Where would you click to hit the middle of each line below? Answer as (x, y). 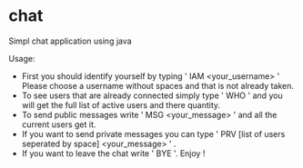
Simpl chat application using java (71, 41)
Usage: (22, 58)
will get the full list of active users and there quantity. (121, 104)
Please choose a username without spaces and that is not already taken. (158, 85)
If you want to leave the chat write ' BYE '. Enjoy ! (113, 153)
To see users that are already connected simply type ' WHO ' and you (152, 95)
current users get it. (59, 124)
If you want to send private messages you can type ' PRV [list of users (153, 133)
